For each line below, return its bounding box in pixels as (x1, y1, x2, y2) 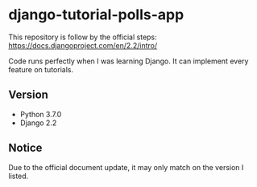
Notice (8, 141, 43, 155)
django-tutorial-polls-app (8, 6, 184, 24)
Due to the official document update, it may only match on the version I (8, 162, 244, 172)
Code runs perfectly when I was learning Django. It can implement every (8, 56, 249, 66)
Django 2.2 (19, 118, 57, 128)
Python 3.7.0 (19, 109, 62, 119)
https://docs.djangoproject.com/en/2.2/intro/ (8, 40, 158, 50)
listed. (8, 171, 29, 181)
